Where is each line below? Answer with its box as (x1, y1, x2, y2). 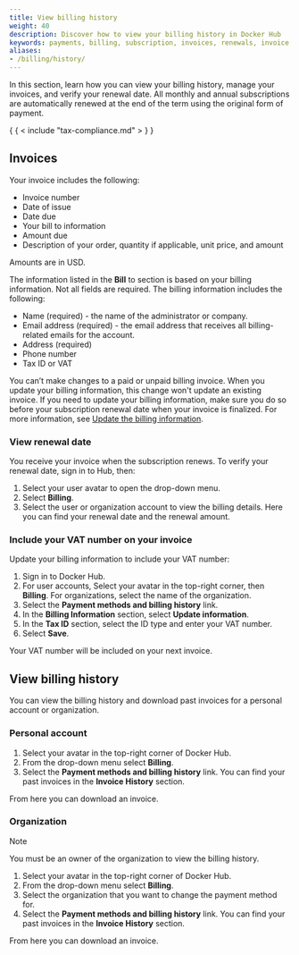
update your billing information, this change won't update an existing (9, 385, 262, 395)
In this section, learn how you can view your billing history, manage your (9, 80, 275, 89)
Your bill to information (21, 220, 106, 231)
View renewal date (9, 435, 92, 448)
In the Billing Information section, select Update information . (21, 609, 250, 620)
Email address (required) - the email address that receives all (21, 319, 247, 331)
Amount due (21, 230, 69, 241)
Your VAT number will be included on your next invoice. (9, 646, 212, 656)
